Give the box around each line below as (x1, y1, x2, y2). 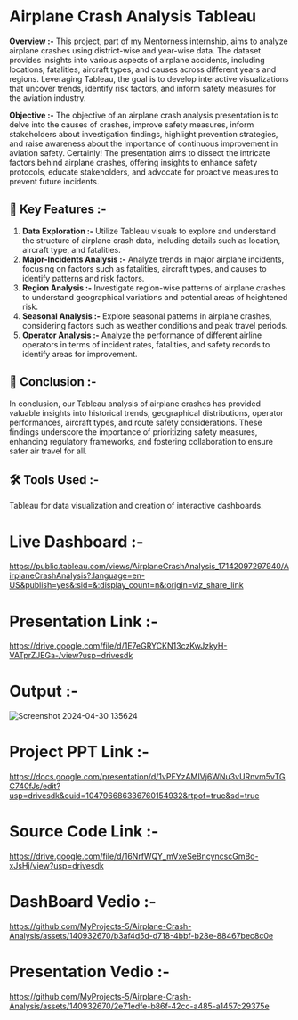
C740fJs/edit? (9, 781, 60, 792)
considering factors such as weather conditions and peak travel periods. (21, 320, 288, 330)
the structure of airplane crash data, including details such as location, (21, 234, 281, 246)
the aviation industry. (9, 92, 86, 103)
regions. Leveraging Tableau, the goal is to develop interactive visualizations (9, 73, 289, 84)
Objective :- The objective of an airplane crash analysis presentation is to (9, 110, 279, 120)
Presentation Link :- (9, 611, 158, 632)
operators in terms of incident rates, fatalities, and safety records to (21, 339, 270, 349)
